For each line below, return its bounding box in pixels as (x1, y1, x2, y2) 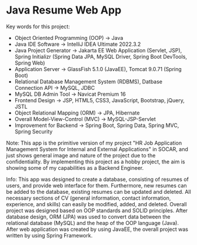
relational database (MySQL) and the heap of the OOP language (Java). (6, 219, 179, 226)
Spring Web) (14, 59, 45, 66)
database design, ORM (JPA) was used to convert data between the (6, 213, 171, 220)
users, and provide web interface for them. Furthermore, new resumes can (6, 182, 187, 189)
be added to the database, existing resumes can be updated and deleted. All (6, 188, 191, 195)
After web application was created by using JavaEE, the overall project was (6, 226, 188, 233)
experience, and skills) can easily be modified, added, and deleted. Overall (6, 200, 187, 207)
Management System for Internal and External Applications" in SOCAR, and (6, 145, 188, 153)
